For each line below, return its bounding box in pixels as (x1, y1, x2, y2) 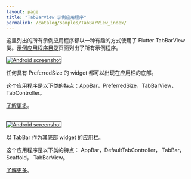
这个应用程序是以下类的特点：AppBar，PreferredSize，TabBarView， (6, 82, 177, 89)
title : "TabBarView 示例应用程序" (6, 14, 87, 20)
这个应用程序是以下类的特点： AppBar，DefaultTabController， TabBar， (6, 147, 185, 154)
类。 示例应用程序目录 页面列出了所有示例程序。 (6, 44, 121, 51)
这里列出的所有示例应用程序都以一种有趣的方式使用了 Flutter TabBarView (6, 37, 186, 44)
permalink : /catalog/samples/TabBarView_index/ (6, 20, 127, 26)
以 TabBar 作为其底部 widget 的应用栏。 (6, 134, 104, 141)
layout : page (6, 8, 39, 15)
